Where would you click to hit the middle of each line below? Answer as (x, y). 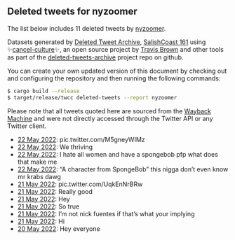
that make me (37, 162)
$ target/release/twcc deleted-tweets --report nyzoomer (92, 97)
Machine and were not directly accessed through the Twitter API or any (110, 118)
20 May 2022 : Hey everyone (59, 228)
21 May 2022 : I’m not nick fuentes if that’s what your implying (106, 213)
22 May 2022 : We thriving (55, 147)
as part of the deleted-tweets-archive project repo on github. (95, 57)
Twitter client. (27, 126)
